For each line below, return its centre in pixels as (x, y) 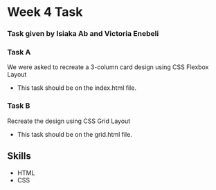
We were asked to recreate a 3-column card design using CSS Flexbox (108, 67)
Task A (19, 53)
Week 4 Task (45, 12)
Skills (19, 156)
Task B (19, 106)
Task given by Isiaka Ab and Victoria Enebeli (83, 34)
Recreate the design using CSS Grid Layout (69, 121)
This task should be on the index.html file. (77, 88)
